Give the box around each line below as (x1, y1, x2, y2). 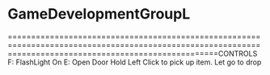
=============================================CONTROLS (7, 48, 258, 58)
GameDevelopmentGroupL (7, 5, 191, 23)
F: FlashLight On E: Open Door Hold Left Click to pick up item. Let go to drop (7, 57, 262, 67)
